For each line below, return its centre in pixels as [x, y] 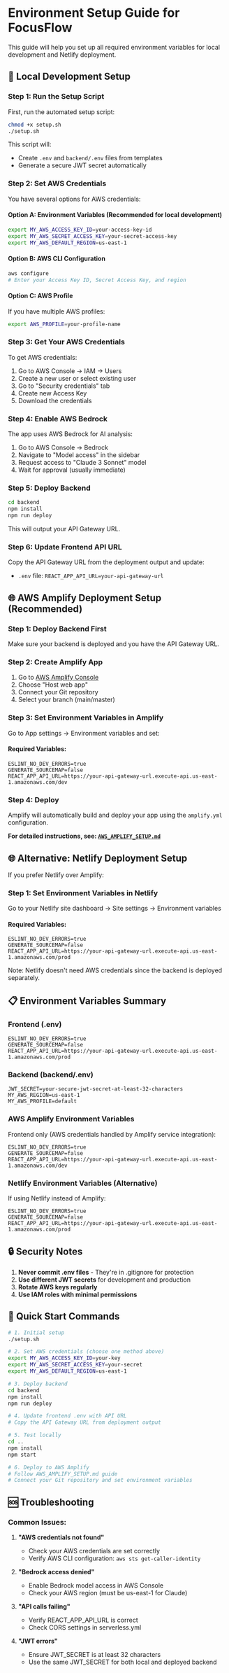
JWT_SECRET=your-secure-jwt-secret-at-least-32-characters [96, 1089]
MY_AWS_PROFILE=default [43, 1101]
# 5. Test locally [35, 1435]
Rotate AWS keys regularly [58, 1287]
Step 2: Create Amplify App [56, 661]
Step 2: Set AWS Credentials [57, 183]
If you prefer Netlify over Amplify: [56, 875]
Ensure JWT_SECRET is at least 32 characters [95, 1654]
